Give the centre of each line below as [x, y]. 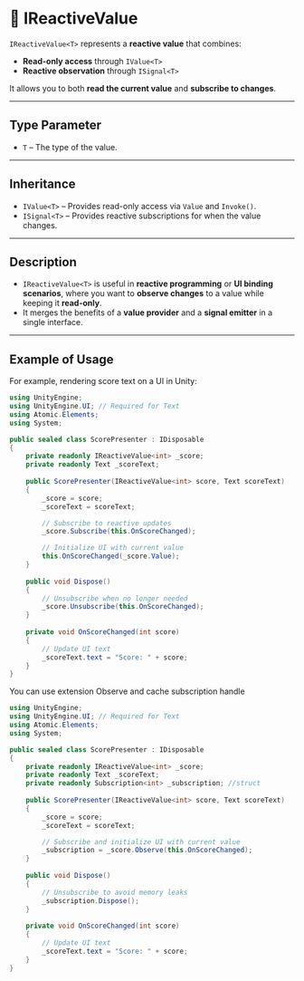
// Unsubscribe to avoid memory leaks [115, 892]
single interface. [52, 322]
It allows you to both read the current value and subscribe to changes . [143, 88]
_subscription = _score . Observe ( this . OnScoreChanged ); [147, 851]
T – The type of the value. [70, 147]
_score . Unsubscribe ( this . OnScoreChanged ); [123, 607]
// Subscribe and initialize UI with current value [142, 842]
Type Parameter [56, 125]
